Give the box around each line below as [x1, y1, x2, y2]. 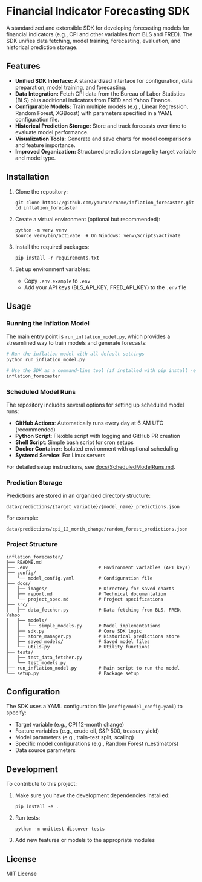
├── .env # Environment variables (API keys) [6, 564, 191, 570]
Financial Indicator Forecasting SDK [6, 4, 191, 18]
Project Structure [6, 540, 58, 549]
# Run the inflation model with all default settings [6, 351, 145, 358]
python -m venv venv [15, 227, 67, 234]
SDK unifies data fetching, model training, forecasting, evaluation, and [6, 37, 181, 44]
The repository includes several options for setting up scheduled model [6, 401, 184, 409]
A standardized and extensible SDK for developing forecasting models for [6, 24, 190, 31]
